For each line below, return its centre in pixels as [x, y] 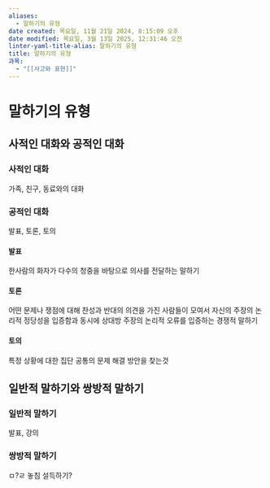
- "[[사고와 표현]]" [46, 69]
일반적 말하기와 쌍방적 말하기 [76, 388]
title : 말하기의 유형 [40, 54]
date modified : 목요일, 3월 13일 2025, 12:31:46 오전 [96, 39]
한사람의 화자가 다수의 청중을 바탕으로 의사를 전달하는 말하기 [104, 271]
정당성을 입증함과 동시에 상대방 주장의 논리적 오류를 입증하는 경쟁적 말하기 [141, 320]
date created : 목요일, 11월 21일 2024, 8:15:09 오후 [94, 31]
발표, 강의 [24, 433]
